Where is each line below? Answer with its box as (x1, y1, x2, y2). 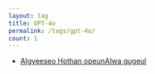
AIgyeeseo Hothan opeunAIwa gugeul (19, 56, 147, 66)
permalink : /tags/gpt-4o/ (8, 27, 95, 35)
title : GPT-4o (8, 19, 57, 27)
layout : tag (8, 11, 48, 20)
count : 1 (8, 34, 38, 43)
